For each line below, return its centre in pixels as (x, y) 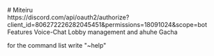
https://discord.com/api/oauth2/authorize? (68, 17)
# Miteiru (20, 10)
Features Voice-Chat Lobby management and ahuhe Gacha (92, 32)
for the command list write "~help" (57, 45)
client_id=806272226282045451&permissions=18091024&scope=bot (107, 25)
